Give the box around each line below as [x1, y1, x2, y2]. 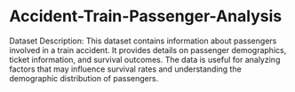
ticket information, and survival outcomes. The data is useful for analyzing [9, 54, 281, 65]
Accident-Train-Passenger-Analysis [9, 6, 283, 27]
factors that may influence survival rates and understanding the [9, 64, 242, 74]
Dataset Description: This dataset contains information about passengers [9, 35, 277, 46]
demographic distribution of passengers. [9, 73, 159, 83]
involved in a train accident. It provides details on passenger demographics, [9, 44, 287, 55]
